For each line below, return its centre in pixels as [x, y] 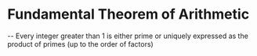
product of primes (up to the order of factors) [80, 44]
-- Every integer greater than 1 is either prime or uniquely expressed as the [128, 36]
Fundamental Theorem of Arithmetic [128, 14]
